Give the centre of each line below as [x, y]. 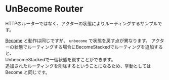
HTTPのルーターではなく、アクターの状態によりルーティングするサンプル [81, 23]
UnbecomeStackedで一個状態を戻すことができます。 [60, 59]
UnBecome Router [44, 9]
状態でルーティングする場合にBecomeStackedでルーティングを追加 [84, 47]
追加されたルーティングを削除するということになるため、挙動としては [78, 66]
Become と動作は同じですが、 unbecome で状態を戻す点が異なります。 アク [83, 41]
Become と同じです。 [28, 72]
